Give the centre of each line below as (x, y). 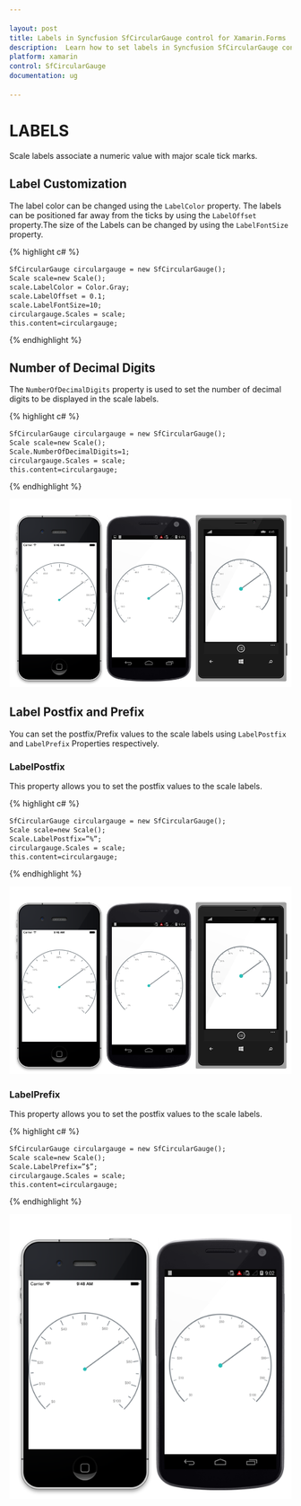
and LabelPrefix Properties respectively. (84, 743)
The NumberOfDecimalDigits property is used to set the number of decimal (146, 390)
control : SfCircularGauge (57, 66)
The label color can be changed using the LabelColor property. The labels (146, 206)
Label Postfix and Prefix (77, 713)
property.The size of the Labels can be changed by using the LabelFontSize (149, 225)
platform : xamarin (43, 57)
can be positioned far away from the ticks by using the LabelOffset (133, 215)
